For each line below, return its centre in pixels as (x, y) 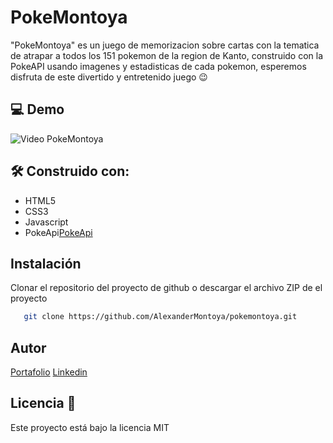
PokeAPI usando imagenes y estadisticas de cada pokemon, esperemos (158, 66)
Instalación (46, 263)
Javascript (46, 222)
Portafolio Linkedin (49, 372)
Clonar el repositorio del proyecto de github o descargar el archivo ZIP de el (166, 288)
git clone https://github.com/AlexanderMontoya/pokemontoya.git (160, 317)
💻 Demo (37, 109)
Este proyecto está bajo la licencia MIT (90, 427)
